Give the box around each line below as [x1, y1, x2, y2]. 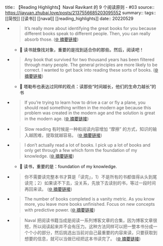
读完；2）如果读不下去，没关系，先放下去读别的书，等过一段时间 [24, 180, 156, 186]
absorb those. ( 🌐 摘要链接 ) [24, 36, 79, 42]
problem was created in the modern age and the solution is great [24, 110, 155, 116]
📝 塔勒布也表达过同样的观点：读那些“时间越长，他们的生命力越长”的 [19, 84, 157, 89]
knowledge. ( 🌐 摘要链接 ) [24, 153, 74, 159]
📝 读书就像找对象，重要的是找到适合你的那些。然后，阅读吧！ [19, 47, 144, 52]
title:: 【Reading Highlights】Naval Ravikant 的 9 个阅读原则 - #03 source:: [5, 4, 155, 10]
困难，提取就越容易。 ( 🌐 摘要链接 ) [33, 132, 102, 138]
